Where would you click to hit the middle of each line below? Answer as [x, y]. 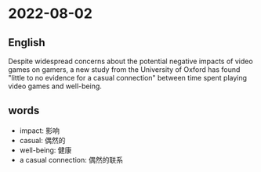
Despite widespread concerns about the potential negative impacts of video [130, 61]
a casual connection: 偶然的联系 [71, 159]
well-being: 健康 [45, 150]
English [27, 43]
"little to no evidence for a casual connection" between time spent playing [128, 78]
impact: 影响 [40, 131]
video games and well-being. [55, 86]
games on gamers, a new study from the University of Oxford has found [124, 70]
